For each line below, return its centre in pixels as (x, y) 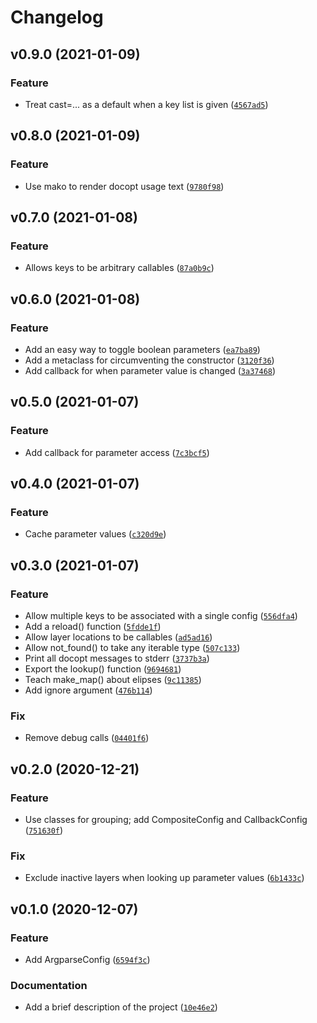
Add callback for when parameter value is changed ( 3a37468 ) (150, 370)
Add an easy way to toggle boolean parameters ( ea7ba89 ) (142, 349)
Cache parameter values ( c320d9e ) (95, 534)
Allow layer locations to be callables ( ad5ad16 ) (118, 637)
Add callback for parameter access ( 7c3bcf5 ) (117, 452)
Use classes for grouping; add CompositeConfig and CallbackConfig (166, 819)
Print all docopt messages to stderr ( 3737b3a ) (117, 658)
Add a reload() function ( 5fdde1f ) (93, 626)
